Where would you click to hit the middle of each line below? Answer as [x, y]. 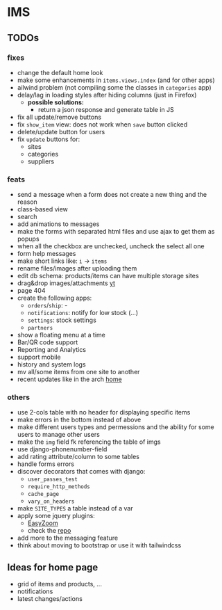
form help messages [46, 254]
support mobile [39, 357]
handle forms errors [46, 464]
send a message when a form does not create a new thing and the [112, 195]
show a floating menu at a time [61, 335]
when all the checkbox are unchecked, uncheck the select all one [111, 246]
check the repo [49, 531]
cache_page [43, 495]
